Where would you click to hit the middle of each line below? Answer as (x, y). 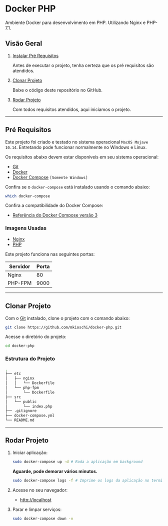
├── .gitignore (21, 411)
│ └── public (21, 401)
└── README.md (20, 420)
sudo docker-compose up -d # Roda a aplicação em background (77, 461)
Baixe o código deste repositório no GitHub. (57, 90)
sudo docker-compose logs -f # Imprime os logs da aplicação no (81, 480)
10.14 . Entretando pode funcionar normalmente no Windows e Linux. (76, 147)
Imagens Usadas (26, 228)
